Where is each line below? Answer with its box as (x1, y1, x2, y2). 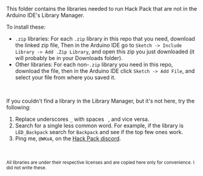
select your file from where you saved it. (15, 74, 116, 81)
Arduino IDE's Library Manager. (6, 12, 85, 19)
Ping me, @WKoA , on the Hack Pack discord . (15, 135, 121, 142)
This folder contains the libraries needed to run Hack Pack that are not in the (6, 5, 198, 12)
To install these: (6, 24, 46, 30)
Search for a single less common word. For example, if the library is (15, 122, 184, 129)
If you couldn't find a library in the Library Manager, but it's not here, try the (6, 97, 195, 104)
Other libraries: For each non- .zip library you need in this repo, (15, 61, 173, 68)
